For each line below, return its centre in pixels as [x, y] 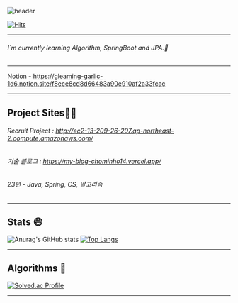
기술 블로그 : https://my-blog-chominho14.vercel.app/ [84, 161]
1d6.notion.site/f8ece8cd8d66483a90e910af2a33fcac [86, 84]
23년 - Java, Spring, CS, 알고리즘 [55, 184]
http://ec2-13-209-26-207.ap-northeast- [115, 131]
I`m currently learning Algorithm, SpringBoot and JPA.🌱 [88, 48]
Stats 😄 [25, 222]
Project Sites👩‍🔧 [42, 112]
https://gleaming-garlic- [68, 76]
